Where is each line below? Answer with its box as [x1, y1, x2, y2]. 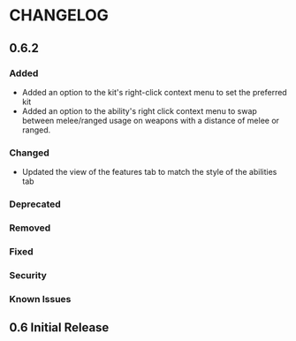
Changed [9, 147, 50, 159]
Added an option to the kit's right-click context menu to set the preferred [21, 87, 287, 97]
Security [9, 269, 47, 281]
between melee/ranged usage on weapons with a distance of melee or [21, 115, 280, 125]
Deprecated [9, 198, 62, 210]
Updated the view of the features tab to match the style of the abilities [21, 167, 277, 178]
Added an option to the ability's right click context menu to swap [21, 105, 258, 116]
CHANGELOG [9, 5, 109, 26]
